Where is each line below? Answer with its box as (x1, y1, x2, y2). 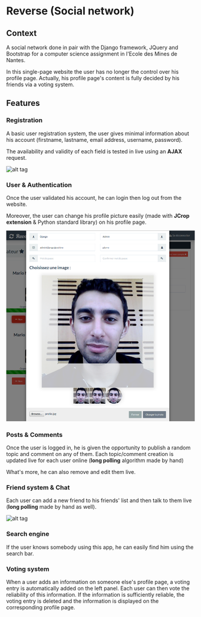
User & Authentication (6, 181, 72, 189)
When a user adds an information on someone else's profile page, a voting (6, 579, 190, 586)
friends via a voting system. (6, 81, 75, 88)
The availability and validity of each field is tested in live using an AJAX (6, 148, 182, 155)
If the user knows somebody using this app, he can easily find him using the (6, 543, 194, 551)
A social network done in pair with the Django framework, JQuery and (6, 44, 178, 51)
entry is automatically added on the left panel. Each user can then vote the (6, 585, 190, 592)
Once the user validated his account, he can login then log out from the (6, 194, 182, 201)
